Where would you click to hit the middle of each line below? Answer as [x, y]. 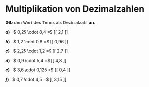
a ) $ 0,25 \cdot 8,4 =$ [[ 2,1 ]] [37, 32]
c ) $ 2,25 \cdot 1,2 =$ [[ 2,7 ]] [37, 51]
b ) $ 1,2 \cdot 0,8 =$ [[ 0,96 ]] [37, 41]
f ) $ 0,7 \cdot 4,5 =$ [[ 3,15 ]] [36, 79]
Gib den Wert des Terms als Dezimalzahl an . [50, 22]
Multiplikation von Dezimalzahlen [75, 9]
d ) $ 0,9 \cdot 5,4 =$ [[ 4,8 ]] [36, 60]
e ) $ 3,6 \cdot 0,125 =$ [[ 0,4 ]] [38, 70]
